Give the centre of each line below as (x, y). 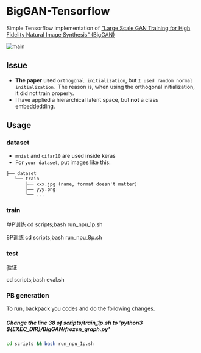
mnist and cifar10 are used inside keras (65, 156)
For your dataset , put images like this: (63, 162)
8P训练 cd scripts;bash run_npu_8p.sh (54, 237)
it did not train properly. (44, 93)
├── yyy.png (41, 190)
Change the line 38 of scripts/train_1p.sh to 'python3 (75, 323)
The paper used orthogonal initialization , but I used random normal (104, 80)
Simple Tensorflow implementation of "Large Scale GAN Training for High (98, 28)
